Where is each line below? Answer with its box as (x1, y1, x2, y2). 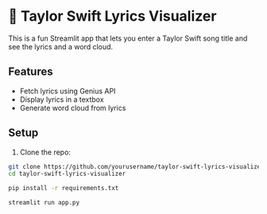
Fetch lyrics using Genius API (19, 86, 116, 95)
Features (8, 65, 53, 79)
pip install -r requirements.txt (8, 185, 119, 193)
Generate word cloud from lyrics (19, 103, 126, 112)
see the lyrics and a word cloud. (8, 41, 114, 51)
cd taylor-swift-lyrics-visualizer (8, 170, 126, 178)
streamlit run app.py (8, 199, 80, 207)
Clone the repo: (19, 147, 72, 157)
